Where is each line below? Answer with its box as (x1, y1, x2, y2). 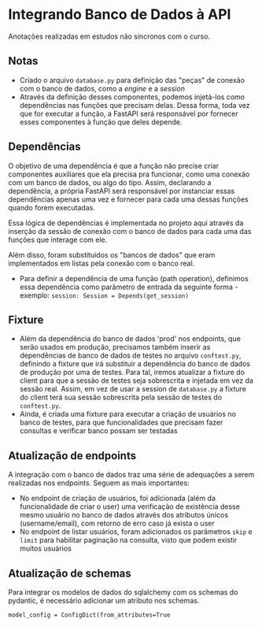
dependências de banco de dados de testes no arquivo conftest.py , (19, 351, 242, 360)
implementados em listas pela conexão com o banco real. (8, 258, 195, 268)
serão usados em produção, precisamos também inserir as (19, 343, 211, 352)
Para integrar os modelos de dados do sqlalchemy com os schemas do (8, 588, 238, 596)
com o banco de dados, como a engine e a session (19, 83, 185, 93)
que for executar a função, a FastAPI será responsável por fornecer (19, 109, 238, 118)
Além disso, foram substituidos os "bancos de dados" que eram (8, 250, 216, 259)
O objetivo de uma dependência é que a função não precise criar (8, 161, 219, 170)
